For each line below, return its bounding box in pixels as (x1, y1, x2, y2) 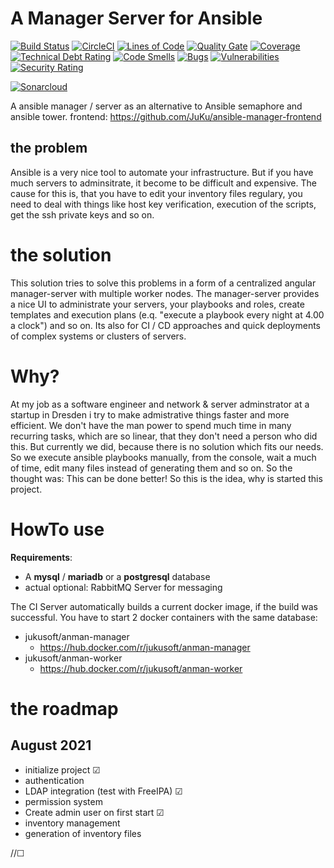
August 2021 (10, 737, 92, 754)
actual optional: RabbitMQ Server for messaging (24, 581, 223, 593)
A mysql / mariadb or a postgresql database (24, 570, 211, 582)
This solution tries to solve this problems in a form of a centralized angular (10, 277, 317, 289)
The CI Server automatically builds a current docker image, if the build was (10, 600, 319, 612)
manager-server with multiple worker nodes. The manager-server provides (10, 287, 320, 299)
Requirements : (10, 551, 73, 563)
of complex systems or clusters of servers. (10, 330, 187, 342)
